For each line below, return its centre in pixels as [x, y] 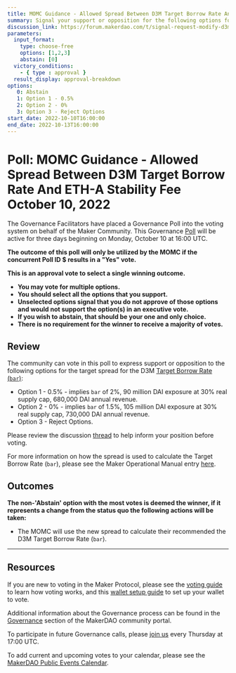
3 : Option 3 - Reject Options [61, 112]
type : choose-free [47, 46]
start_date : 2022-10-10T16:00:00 [56, 118]
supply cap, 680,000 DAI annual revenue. [78, 399]
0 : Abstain [33, 92]
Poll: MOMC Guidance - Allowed [103, 159]
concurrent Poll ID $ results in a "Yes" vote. [72, 260]
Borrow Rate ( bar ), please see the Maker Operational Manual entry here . [112, 464]
